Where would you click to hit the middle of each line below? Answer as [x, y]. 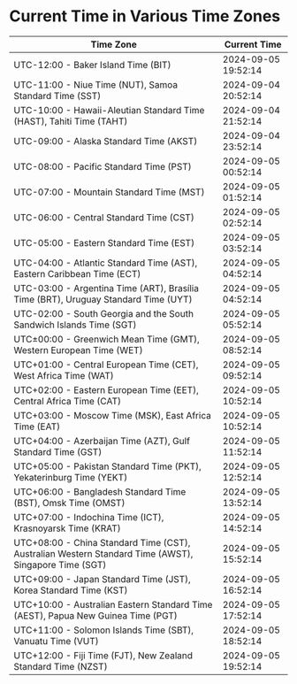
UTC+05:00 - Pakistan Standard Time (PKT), [107, 466]
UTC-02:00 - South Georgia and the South [104, 313]
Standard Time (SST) [57, 96]
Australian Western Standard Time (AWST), [103, 553]
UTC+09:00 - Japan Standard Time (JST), [103, 579]
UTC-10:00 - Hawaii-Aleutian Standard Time [109, 110]
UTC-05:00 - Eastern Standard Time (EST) [104, 242]
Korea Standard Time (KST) [71, 590]
